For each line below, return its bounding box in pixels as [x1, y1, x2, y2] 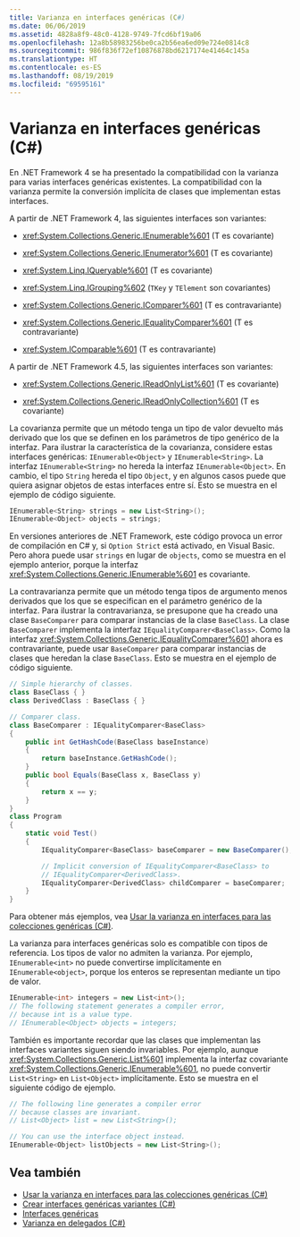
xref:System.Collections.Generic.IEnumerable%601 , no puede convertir [9, 1062, 271, 1074]
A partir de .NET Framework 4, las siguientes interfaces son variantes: [9, 212, 267, 224]
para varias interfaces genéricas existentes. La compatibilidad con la [9, 176, 262, 187]
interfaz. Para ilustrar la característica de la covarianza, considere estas [9, 441, 273, 452]
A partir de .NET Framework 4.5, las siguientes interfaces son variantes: [9, 361, 274, 371]
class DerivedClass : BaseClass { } [9, 696, 146, 705]
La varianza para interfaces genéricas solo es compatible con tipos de [9, 938, 268, 949]
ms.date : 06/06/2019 [9, 21, 87, 30]
